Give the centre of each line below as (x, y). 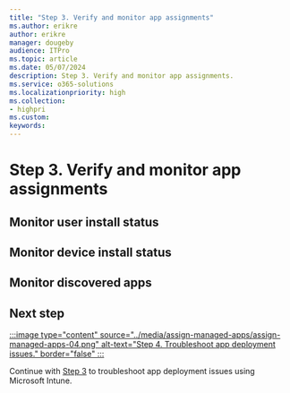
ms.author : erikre (43, 26)
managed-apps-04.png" (55, 345)
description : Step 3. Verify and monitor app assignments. (122, 76)
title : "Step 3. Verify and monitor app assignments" (112, 17)
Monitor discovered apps (81, 283)
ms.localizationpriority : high (68, 92)
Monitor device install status (90, 252)
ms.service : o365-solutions (62, 84)
